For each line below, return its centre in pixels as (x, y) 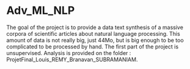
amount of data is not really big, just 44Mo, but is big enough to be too (95, 40)
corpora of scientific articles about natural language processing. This (93, 33)
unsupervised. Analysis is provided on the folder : (69, 53)
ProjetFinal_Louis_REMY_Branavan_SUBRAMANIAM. (72, 59)
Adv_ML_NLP (41, 11)
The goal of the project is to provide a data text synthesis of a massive (95, 27)
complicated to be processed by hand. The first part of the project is (93, 47)
